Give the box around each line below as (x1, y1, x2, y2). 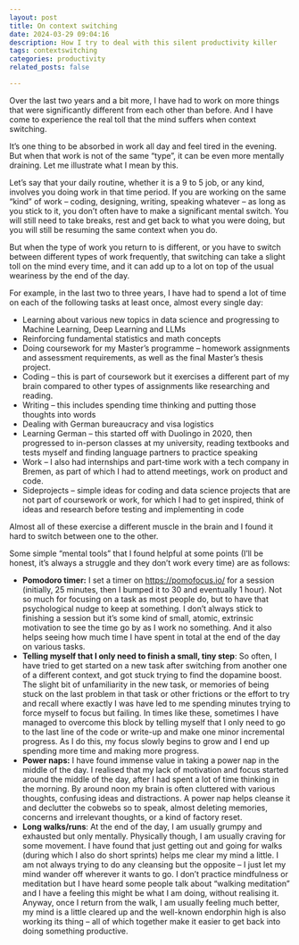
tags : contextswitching (9, 46, 98, 55)
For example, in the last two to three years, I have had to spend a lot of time (9, 287, 287, 298)
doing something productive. (21, 925, 129, 936)
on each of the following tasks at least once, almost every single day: (9, 296, 263, 308)
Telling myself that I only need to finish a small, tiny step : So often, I (21, 651, 277, 661)
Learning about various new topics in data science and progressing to (21, 314, 279, 325)
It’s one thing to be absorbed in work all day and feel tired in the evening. (9, 140, 278, 152)
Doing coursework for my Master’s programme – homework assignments (21, 343, 290, 353)
